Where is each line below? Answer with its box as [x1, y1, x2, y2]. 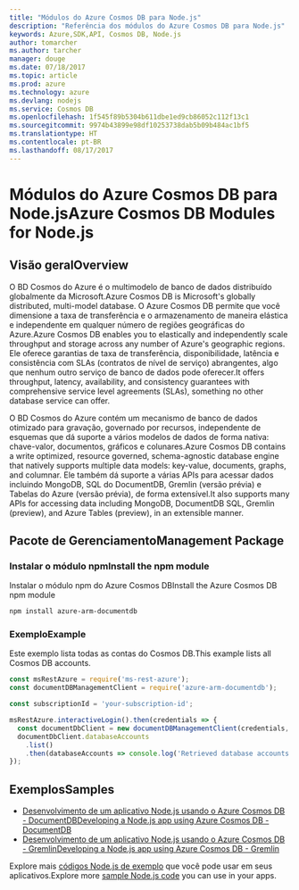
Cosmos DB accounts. [9, 658, 91, 669]
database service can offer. [9, 395, 110, 406]
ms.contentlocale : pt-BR [9, 137, 102, 146]
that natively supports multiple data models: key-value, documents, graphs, [9, 460, 287, 470]
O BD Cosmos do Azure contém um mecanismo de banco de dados [9, 412, 258, 423]
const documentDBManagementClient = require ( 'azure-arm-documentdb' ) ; [9, 684, 278, 693]
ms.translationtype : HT [9, 129, 98, 138]
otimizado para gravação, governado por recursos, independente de [9, 421, 262, 433]
